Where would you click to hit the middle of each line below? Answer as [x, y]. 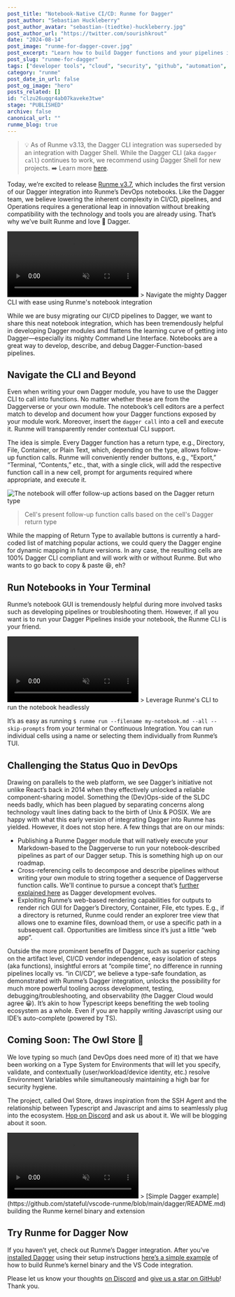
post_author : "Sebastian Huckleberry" [64, 20]
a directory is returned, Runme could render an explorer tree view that [118, 915]
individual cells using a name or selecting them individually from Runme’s [113, 736]
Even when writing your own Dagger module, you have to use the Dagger [113, 392]
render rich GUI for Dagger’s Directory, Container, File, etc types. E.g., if [121, 907]
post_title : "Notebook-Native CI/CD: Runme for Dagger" [90, 14]
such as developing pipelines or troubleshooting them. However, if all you [113, 612]
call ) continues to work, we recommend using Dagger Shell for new [123, 160]
